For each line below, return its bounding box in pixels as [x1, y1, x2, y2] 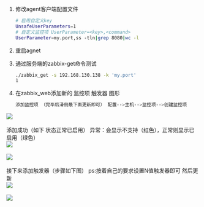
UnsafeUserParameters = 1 [15, 23, 77, 29]
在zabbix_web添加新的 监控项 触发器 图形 [15, 90, 120, 97]
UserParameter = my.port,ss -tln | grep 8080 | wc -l [15, 34, 140, 41]
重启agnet [15, 47, 41, 54]
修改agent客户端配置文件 [15, 6, 78, 12]
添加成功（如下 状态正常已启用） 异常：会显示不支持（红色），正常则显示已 [6, 127, 195, 134]
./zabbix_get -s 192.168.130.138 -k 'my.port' [15, 72, 137, 78]
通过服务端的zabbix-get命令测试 [15, 60, 97, 67]
